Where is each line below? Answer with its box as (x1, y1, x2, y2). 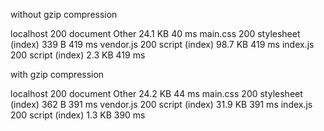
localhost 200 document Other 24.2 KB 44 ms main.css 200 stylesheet (10, 88, 303, 99)
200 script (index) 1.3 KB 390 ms (10, 109, 146, 121)
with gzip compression (10, 69, 105, 80)
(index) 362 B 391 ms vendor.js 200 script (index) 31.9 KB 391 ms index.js (10, 99, 313, 110)
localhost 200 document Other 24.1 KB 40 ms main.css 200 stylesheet (10, 28, 301, 39)
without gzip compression (10, 9, 118, 20)
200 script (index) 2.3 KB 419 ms (10, 49, 146, 61)
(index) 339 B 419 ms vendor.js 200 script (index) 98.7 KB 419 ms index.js (10, 39, 315, 50)
